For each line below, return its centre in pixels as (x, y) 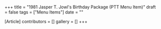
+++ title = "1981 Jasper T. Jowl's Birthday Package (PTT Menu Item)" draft (80, 7)
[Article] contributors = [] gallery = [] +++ (46, 22)
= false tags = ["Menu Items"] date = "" (44, 12)
